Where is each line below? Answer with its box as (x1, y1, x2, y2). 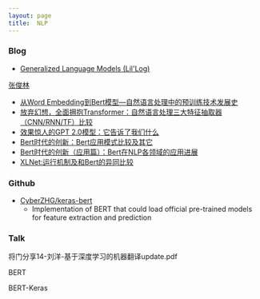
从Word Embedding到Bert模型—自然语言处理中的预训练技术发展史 (19, 97, 238, 106)
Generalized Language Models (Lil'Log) (19, 63, 150, 73)
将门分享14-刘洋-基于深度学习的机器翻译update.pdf (8, 252, 178, 261)
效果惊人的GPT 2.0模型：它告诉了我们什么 (19, 127, 160, 137)
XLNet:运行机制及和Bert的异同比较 (19, 157, 134, 166)
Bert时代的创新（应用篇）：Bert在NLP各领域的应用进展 (19, 147, 198, 157)
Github (8, 177, 36, 189)
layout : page (8, 11, 52, 20)
